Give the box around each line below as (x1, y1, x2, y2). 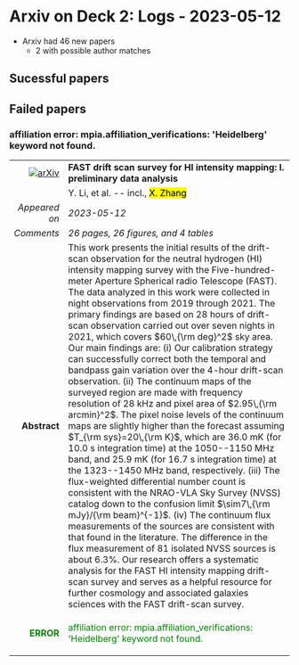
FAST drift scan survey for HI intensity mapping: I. (68, 161, 285, 174)
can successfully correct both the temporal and (68, 353, 267, 365)
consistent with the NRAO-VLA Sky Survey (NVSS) (68, 487, 281, 499)
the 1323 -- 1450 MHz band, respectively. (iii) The (68, 464, 280, 477)
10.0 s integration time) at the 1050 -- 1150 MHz (68, 442, 275, 455)
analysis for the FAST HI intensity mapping (68, 564, 246, 577)
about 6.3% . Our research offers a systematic (68, 554, 260, 566)
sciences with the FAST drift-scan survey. (68, 598, 245, 611)
